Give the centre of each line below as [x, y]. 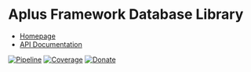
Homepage [38, 36]
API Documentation [51, 44]
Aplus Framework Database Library [126, 14]
